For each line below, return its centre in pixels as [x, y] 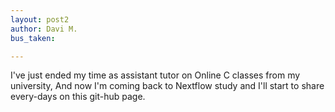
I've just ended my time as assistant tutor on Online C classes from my [155, 75]
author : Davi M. [44, 29]
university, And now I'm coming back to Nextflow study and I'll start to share [167, 86]
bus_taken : [33, 38]
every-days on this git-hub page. [78, 97]
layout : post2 [40, 19]
